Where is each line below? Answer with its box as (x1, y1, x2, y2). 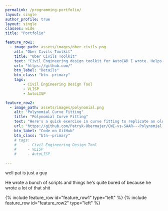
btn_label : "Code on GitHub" (14, 128, 75, 133)
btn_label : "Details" (14, 68, 59, 73)
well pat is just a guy (5, 170, 47, 176)
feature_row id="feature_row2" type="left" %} (5, 200, 100, 206)
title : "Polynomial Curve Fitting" (14, 114, 88, 120)
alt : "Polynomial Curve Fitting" (14, 110, 84, 115)
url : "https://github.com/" (14, 63, 72, 68)
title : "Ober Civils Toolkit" (14, 54, 77, 59)
